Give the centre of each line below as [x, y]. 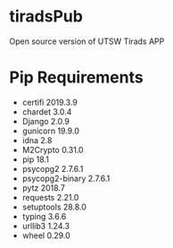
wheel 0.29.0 [46, 235]
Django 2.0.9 [45, 121]
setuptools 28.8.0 [54, 207]
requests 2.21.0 [50, 197]
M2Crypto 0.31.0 [53, 150]
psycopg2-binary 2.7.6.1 [66, 178]
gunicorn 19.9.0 [51, 131]
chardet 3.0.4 [47, 111]
